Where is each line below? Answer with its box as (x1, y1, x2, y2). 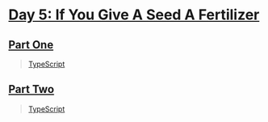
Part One (8, 38, 54, 52)
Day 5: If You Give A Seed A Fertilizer (8, 6, 260, 24)
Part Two (8, 82, 55, 96)
